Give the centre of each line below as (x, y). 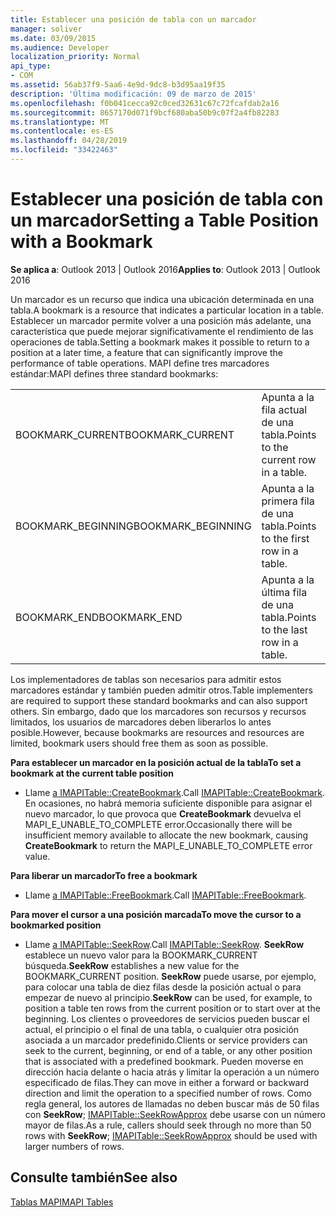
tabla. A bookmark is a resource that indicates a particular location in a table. (167, 310)
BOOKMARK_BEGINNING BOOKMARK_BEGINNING (133, 526)
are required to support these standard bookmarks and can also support (159, 700)
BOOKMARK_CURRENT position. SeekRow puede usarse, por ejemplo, (170, 976)
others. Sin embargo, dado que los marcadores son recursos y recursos (158, 711)
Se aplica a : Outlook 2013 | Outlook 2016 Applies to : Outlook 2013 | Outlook (165, 269)
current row (289, 459)
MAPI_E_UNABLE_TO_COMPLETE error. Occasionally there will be (158, 824)
